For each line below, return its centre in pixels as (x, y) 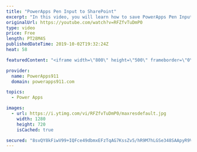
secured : (17, 140)
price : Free (21, 33)
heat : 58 (17, 50)
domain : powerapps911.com (43, 82)
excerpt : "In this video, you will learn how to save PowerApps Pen (91, 17)
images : (16, 108)
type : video (21, 28)
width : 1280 (31, 119)
